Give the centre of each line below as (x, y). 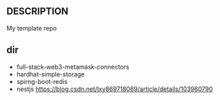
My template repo (31, 28)
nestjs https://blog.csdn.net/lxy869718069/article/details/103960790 (114, 89)
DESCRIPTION (37, 11)
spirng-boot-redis (42, 81)
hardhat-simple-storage (51, 74)
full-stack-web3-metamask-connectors (73, 67)
